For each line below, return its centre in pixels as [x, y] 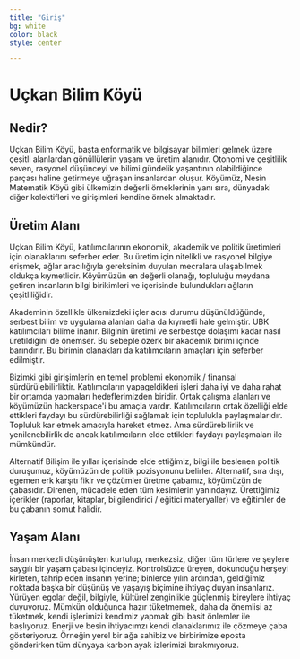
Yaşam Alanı [45, 537]
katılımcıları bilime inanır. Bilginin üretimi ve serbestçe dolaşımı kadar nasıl [145, 331]
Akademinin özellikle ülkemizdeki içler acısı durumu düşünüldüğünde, [137, 312]
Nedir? [28, 128]
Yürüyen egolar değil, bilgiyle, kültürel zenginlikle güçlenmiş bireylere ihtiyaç [150, 597]
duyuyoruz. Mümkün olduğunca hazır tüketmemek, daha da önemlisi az [141, 606]
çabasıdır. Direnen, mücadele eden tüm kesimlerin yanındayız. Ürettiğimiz [145, 490]
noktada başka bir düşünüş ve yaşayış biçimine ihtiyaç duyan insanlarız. [142, 587]
